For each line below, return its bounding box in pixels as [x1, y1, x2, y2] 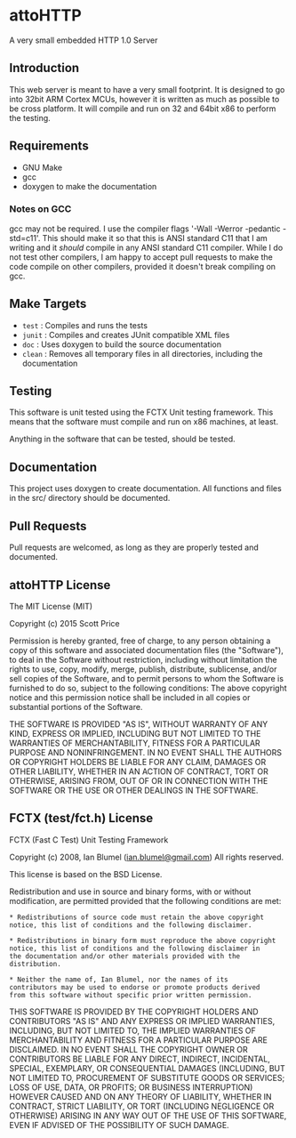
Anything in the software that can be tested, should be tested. [9, 433, 236, 445]
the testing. [9, 112, 51, 123]
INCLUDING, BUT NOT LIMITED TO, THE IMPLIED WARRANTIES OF [9, 1025, 256, 1036]
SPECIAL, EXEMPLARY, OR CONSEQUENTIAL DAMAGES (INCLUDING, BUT [9, 1062, 286, 1073]
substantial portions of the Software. [9, 701, 143, 712]
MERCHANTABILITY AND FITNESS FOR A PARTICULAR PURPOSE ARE [9, 1034, 268, 1045]
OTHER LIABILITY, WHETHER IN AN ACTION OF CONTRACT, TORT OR [9, 766, 268, 777]
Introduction [9, 61, 80, 76]
